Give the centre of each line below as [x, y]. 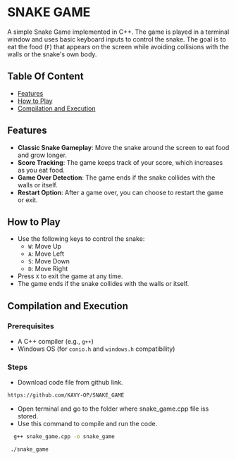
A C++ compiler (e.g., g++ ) [55, 342]
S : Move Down [49, 261]
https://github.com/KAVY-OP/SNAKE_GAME [66, 395]
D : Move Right [48, 269]
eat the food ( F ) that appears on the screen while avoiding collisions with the [118, 46]
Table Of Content [45, 76]
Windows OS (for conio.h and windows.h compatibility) [96, 349]
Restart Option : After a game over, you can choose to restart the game [120, 192]
